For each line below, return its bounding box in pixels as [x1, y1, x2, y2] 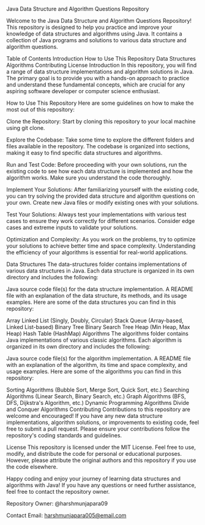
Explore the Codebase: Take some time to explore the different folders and [6, 136, 195, 143]
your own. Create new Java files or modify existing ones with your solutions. [6, 199, 199, 206]
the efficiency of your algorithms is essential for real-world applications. [6, 249, 188, 256]
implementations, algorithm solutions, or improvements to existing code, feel [6, 419, 199, 426]
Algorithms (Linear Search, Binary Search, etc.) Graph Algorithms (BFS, [6, 393, 187, 400]
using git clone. [6, 124, 45, 131]
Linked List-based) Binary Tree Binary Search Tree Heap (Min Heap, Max [6, 323, 190, 330]
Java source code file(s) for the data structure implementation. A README [6, 285, 194, 293]
